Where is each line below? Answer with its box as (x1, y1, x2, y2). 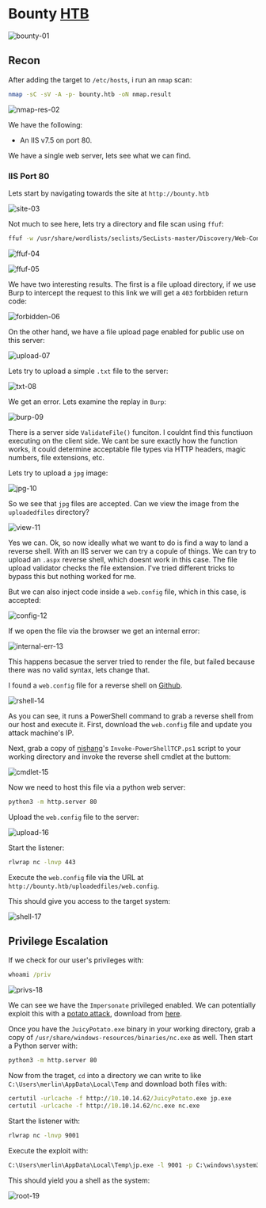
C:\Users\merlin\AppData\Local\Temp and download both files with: (8, 1079, 227, 1089)
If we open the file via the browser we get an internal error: (8, 626, 200, 635)
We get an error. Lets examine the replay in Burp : (8, 397, 167, 406)
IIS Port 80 (8, 170, 50, 181)
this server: (8, 335, 45, 345)
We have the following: (8, 120, 83, 129)
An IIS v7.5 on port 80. (19, 135, 93, 145)
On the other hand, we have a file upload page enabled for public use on (8, 326, 245, 337)
